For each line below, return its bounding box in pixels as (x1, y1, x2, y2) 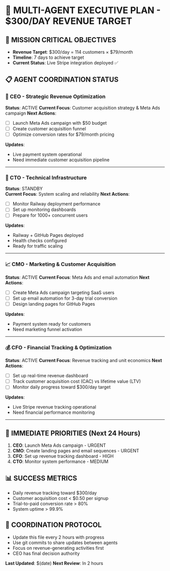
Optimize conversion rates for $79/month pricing (12, 131, 115, 137)
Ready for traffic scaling (12, 243, 63, 249)
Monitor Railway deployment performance (12, 201, 101, 207)
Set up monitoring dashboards (12, 206, 76, 212)
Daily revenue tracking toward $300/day (12, 489, 97, 496)
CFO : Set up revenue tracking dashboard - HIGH (12, 453, 114, 459)
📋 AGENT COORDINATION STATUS (5, 76, 119, 84)
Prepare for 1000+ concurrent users (12, 212, 88, 219)
